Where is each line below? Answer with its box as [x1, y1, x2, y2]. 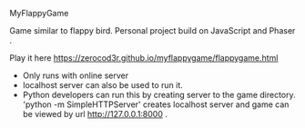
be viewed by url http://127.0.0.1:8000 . [22, 109, 168, 119]
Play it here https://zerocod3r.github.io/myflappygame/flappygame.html [9, 53, 279, 63]
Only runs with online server [22, 70, 129, 81]
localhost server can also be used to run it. [22, 80, 184, 90]
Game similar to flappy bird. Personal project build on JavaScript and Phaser [9, 25, 296, 35]
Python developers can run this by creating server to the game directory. [22, 90, 296, 100]
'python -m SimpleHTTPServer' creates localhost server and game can [22, 99, 290, 110]
